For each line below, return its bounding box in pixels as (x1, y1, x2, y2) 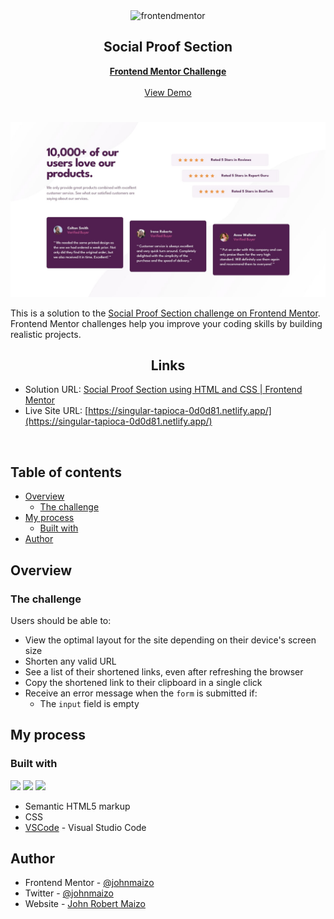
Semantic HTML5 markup (24, 800, 131, 812)
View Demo (144, 86, 192, 98)
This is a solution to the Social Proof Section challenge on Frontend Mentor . (10, 307, 321, 319)
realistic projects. (10, 328, 82, 340)
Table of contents (10, 464, 122, 481)
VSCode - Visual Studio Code (24, 821, 147, 833)
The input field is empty (39, 697, 140, 709)
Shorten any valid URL (24, 655, 117, 667)
